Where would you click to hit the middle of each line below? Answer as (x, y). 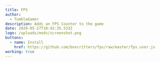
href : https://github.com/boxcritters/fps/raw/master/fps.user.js (85, 47)
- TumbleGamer (24, 19)
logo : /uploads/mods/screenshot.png (43, 33)
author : (13, 14)
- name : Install (26, 42)
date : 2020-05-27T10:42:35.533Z (39, 28)
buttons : (14, 38)
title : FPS (16, 10)
